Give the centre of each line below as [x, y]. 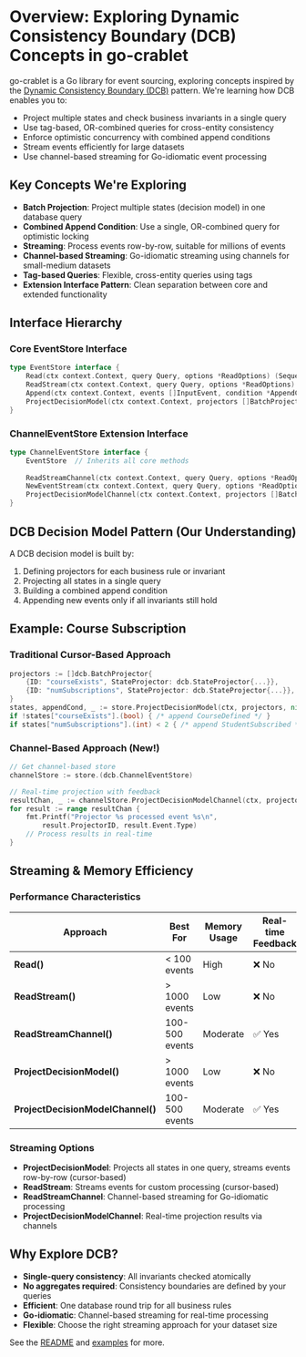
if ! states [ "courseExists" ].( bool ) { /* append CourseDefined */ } [140, 716]
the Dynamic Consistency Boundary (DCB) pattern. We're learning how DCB [152, 90]
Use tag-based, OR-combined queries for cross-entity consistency [148, 127]
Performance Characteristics [75, 897]
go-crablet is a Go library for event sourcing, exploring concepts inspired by [152, 80]
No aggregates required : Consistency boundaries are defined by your [154, 1286]
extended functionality [65, 294]
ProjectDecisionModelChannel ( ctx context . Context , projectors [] [153, 495]
